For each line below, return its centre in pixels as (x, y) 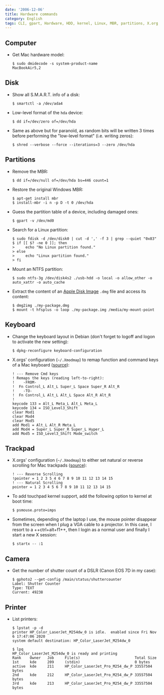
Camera (17, 559)
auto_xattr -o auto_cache (38, 282)
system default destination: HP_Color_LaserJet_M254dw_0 (71, 641)
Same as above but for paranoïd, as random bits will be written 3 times (83, 130)
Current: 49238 (28, 593)
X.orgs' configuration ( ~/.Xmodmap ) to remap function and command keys (85, 360)
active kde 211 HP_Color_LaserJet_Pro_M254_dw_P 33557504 (82, 666)
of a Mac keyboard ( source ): (41, 365)
